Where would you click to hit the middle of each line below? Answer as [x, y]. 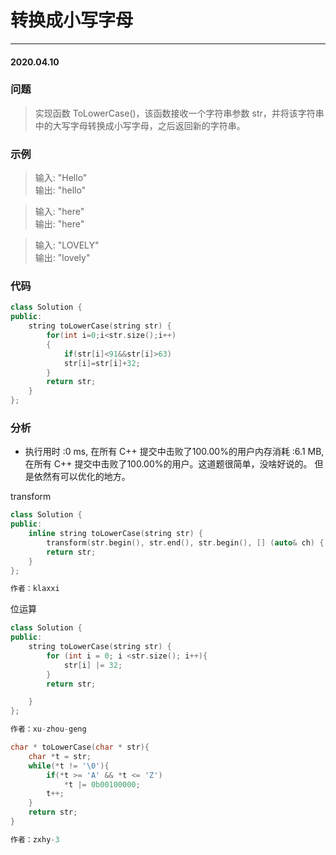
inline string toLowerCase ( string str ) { [115, 534]
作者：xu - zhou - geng [48, 729]
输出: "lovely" [62, 258]
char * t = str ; [60, 756]
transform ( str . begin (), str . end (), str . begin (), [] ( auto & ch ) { [185, 542]
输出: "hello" [60, 190]
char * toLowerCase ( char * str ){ [80, 747]
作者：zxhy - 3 [35, 839]
